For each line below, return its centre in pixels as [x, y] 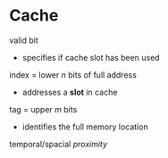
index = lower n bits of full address [73, 75]
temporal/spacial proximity [59, 144]
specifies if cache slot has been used [91, 57]
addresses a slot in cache [70, 92]
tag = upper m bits [43, 109]
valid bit [24, 40]
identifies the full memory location [85, 127]
